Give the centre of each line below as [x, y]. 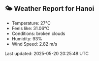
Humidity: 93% [27, 38]
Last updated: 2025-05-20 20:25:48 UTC [47, 53]
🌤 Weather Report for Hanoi [49, 9]
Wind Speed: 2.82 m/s [34, 44]
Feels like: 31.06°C [31, 28]
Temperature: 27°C [31, 23]
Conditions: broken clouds [38, 33]
